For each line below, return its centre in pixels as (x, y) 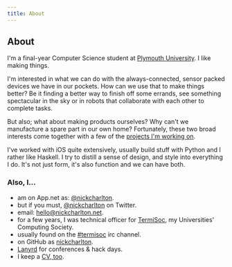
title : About (26, 13)
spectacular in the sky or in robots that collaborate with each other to (106, 101)
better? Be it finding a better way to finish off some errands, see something (114, 93)
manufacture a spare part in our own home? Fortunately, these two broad (111, 129)
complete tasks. (30, 109)
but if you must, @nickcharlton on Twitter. (77, 205)
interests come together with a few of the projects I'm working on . (101, 136)
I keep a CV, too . (41, 256)
